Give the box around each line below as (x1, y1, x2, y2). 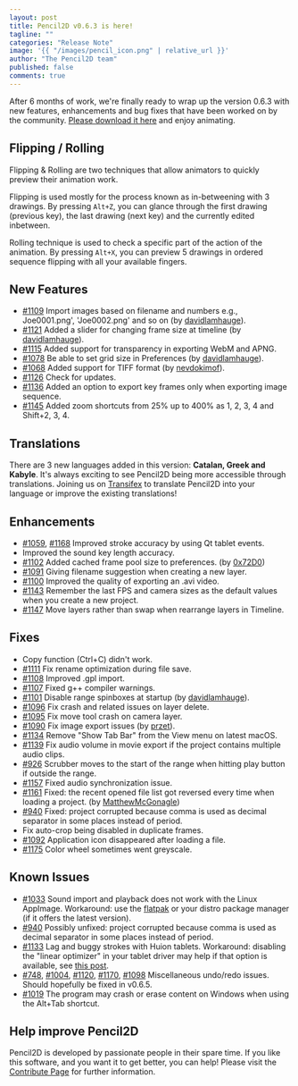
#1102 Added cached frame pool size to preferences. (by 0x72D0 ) (21, 557, 266, 568)
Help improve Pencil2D (9, 1024, 139, 1040)
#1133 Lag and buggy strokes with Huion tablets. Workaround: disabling (21, 940, 286, 952)
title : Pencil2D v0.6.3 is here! (9, 21, 134, 30)
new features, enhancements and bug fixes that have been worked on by (9, 105, 278, 116)
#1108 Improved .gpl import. (21, 672, 125, 684)
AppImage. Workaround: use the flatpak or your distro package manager (21, 903, 290, 913)
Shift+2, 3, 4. (21, 410, 70, 421)
